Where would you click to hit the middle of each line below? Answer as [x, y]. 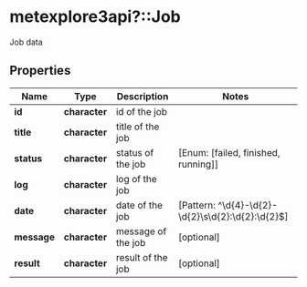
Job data [26, 42]
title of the [138, 127]
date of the [139, 205]
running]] [198, 164]
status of [135, 152]
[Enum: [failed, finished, [229, 152]
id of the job [141, 111]
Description [143, 96]
